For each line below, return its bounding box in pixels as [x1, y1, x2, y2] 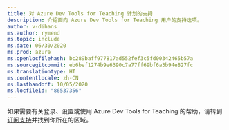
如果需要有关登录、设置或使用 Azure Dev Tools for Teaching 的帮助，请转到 [7, 107, 223, 115]
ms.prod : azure [7, 49, 51, 56]
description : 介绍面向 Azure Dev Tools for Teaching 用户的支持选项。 [7, 17, 203, 24]
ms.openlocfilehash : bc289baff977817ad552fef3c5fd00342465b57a [7, 55, 194, 62]
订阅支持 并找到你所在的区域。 [7, 115, 92, 124]
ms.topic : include [7, 36, 60, 43]
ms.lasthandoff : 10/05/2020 [7, 81, 89, 88]
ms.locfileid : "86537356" [7, 87, 82, 94]
